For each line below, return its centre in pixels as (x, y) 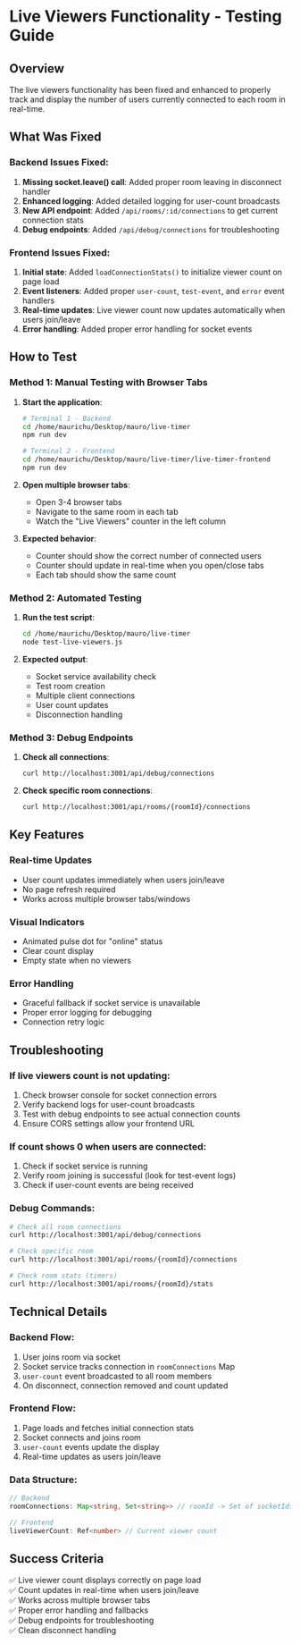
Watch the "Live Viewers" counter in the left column (130, 521)
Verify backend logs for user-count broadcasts (108, 1104)
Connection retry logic (63, 1022)
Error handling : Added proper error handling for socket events (137, 329)
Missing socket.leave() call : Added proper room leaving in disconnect (152, 181)
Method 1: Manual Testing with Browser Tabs (108, 383)
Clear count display (58, 951)
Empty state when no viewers (77, 960)
